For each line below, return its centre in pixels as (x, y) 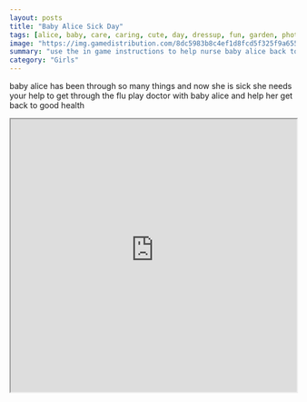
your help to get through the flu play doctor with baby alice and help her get (151, 95)
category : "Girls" (44, 60)
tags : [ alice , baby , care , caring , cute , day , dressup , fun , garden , (144, 35)
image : (22, 43)
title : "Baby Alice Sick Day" (67, 26)
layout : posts (36, 18)
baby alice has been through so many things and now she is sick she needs (151, 86)
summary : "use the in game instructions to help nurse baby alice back (148, 52)
